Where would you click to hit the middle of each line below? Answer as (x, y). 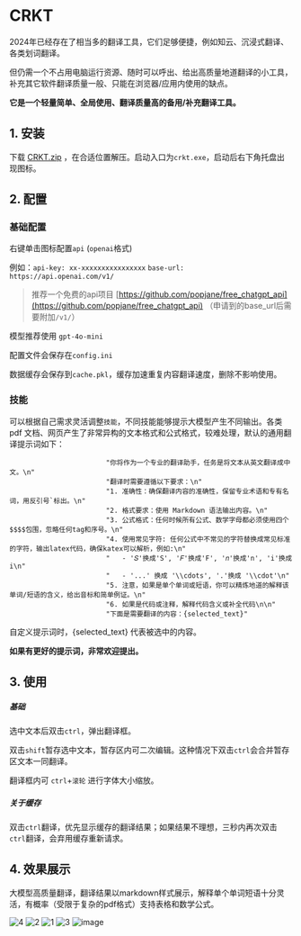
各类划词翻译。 (37, 53)
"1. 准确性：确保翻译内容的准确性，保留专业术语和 (187, 491)
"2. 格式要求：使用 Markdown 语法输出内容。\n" (186, 510)
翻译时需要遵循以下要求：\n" (156, 481)
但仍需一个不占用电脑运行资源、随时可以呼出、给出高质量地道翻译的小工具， (151, 72)
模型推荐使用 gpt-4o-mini (56, 336)
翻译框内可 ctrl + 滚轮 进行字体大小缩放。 (84, 780)
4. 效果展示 (40, 869)
